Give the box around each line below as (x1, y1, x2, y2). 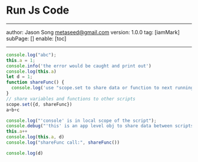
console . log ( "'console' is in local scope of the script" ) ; (6, 118, 157, 124)
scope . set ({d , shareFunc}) (6, 101, 72, 107)
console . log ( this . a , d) (6, 134, 65, 140)
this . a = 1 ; (6, 57, 35, 63)
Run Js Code (6, 4, 70, 17)
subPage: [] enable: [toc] (6, 35, 67, 42)
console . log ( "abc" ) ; (6, 51, 57, 58)
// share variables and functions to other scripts (6, 96, 136, 102)
